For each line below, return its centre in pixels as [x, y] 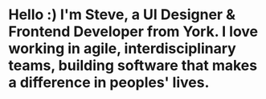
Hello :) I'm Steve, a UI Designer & [122, 15]
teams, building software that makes [133, 66]
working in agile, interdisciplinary [123, 49]
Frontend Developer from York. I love [133, 32]
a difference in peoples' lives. [109, 83]
